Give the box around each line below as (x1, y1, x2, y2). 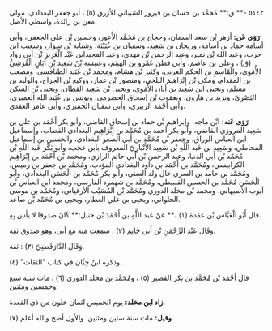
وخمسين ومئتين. (9, 282, 59, 291)
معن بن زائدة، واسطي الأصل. (9, 16, 97, 26)
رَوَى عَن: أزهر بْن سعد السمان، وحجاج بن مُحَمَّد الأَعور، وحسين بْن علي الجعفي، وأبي (9, 32, 261, 41)
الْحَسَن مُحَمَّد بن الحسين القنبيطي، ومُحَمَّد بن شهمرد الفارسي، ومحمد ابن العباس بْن (9, 177, 260, 187)
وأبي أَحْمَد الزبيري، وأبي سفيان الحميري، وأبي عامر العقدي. (9, 101, 185, 110)
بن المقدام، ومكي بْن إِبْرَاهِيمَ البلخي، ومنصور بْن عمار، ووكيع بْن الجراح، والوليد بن (9, 75, 251, 84)
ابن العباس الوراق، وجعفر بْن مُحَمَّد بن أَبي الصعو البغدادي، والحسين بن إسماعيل (9, 134, 247, 144)
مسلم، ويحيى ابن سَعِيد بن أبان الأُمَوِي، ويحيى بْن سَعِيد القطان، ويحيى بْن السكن (9, 84, 246, 93)
